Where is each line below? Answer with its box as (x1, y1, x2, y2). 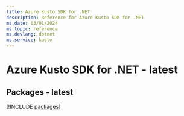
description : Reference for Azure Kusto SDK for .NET (6, 14, 145, 21)
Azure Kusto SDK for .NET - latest (6, 63, 178, 77)
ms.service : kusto (6, 37, 52, 43)
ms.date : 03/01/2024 (6, 20, 59, 26)
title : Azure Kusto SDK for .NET (6, 8, 90, 15)
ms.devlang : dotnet (6, 31, 56, 37)
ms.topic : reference (6, 25, 59, 32)
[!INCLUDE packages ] (6, 103, 61, 110)
